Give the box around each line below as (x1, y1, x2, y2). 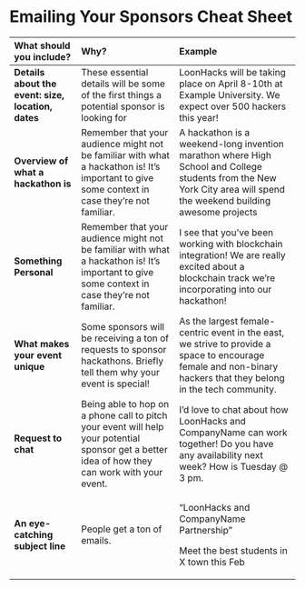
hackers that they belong (178, 371, 286, 384)
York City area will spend (178, 183, 286, 195)
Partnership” (178, 524, 233, 536)
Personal (14, 265, 54, 278)
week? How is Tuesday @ (178, 460, 289, 473)
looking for (81, 111, 127, 124)
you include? (14, 50, 71, 63)
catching (14, 528, 54, 541)
